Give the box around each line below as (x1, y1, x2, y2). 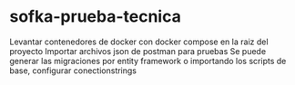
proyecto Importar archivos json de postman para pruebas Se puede (9, 45, 267, 56)
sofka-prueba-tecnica (9, 6, 182, 27)
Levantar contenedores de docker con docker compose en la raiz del (9, 36, 269, 47)
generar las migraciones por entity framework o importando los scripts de (9, 55, 287, 66)
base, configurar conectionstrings (9, 65, 137, 76)
